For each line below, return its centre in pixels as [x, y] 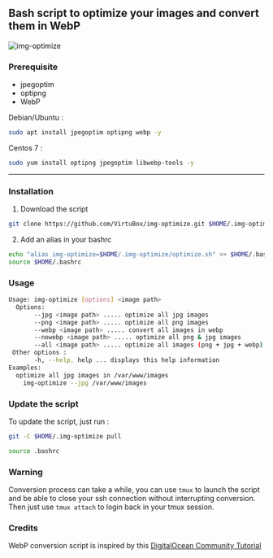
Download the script [54, 209]
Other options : [39, 353]
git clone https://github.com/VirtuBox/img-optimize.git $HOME [118, 224]
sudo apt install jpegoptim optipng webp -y [85, 133]
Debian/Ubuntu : [36, 118]
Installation [31, 191]
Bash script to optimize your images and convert [134, 13]
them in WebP [45, 26]
